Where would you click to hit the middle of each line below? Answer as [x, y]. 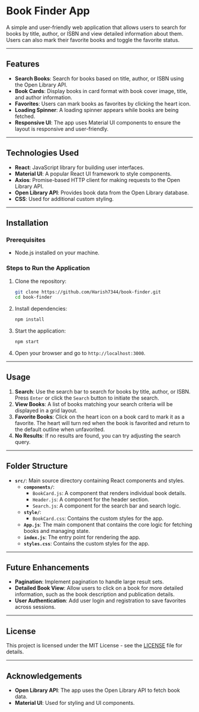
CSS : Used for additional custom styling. [64, 199]
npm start [27, 342]
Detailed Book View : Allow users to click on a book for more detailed [99, 588]
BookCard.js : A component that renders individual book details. [109, 493]
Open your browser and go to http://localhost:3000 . [80, 353]
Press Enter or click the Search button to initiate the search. [87, 398]
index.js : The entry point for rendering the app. [82, 537]
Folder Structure [37, 466]
